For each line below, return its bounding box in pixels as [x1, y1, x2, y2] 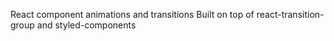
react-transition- [256, 9, 325, 20]
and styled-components [36, 19, 137, 31]
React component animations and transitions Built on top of [10, 9, 255, 20]
